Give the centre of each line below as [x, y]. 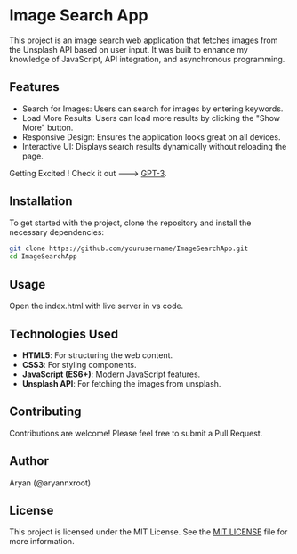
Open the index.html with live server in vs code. [96, 306]
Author [29, 461]
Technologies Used [64, 334]
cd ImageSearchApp [43, 257]
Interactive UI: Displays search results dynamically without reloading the [154, 146]
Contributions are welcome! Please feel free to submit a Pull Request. [136, 433]
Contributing [45, 412]
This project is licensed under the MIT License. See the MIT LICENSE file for [148, 532]
